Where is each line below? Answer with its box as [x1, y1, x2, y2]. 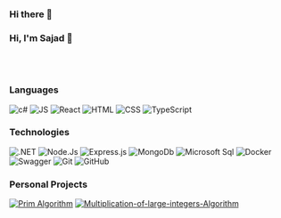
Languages [9, 84, 60, 96]
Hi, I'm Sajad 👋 [9, 31, 73, 44]
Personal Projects [9, 178, 87, 190]
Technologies [9, 126, 70, 139]
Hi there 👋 [9, 8, 54, 20]
